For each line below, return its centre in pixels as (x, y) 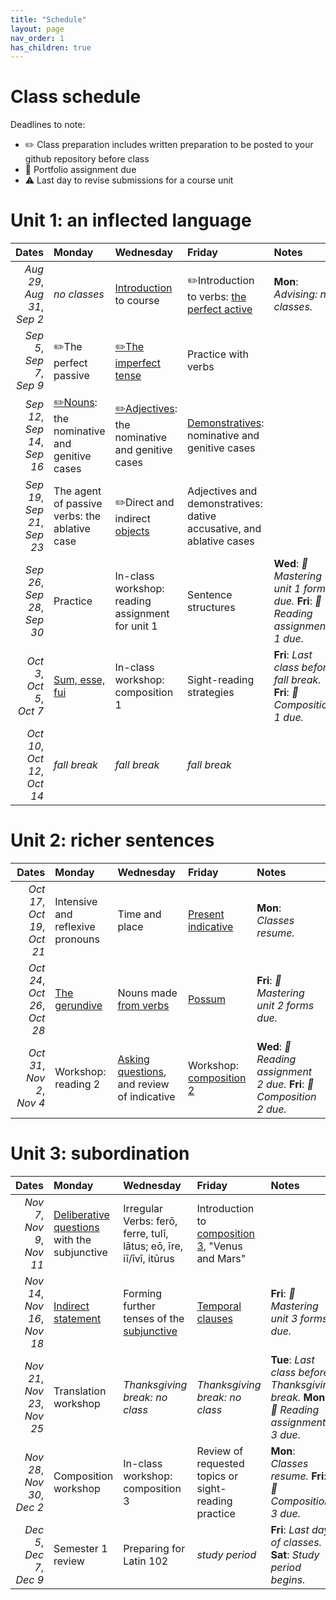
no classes (79, 294)
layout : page (37, 29)
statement (77, 1318)
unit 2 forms (285, 1006)
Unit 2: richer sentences (112, 840)
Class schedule (76, 97)
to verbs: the (217, 296)
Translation (80, 1391)
